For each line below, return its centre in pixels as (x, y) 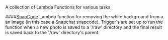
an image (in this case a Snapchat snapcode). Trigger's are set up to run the (84, 22)
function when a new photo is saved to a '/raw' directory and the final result (84, 27)
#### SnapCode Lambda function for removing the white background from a (84, 17)
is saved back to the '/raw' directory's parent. (52, 32)
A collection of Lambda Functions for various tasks (58, 7)
